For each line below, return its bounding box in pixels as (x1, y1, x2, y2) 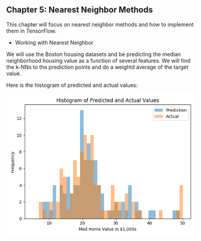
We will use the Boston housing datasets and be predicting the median (6, 51, 181, 58)
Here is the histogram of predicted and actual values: (6, 81, 138, 89)
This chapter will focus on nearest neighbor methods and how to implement (6, 20, 194, 28)
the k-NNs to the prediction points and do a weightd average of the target (6, 63, 188, 70)
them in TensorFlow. (6, 27, 57, 34)
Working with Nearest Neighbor (14, 39, 94, 46)
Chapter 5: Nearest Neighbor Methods (6, 5, 153, 15)
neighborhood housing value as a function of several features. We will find (6, 57, 191, 64)
